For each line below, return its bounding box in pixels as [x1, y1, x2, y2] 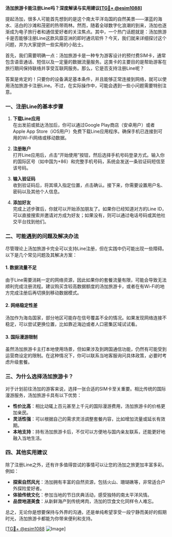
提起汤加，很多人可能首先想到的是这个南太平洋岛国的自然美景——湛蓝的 [5, 16, 158, 22]
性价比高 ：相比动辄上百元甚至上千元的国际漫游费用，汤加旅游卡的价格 [12, 403, 161, 409]
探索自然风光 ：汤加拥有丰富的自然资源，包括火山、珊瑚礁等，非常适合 [12, 479, 161, 485]
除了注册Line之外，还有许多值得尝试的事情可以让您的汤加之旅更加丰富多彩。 [5, 461, 167, 468]
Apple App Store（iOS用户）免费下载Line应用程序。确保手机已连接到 [12, 128, 158, 135]
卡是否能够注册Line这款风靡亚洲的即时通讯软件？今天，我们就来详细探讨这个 [5, 35, 167, 41]
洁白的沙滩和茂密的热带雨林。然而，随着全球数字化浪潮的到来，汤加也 [14, 23, 162, 28]
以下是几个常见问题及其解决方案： [5, 252, 77, 258]
